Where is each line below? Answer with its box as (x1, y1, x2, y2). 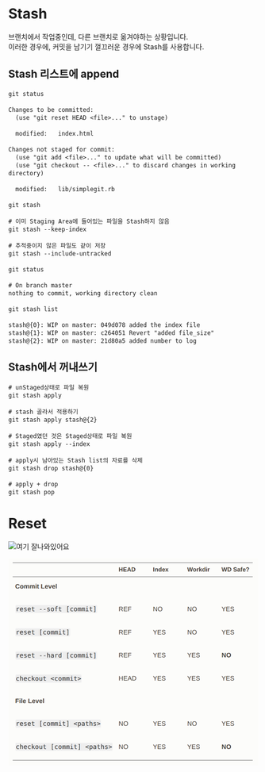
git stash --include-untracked (8, 249, 112, 258)
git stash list (8, 305, 59, 313)
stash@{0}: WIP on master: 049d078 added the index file (8, 321, 201, 329)
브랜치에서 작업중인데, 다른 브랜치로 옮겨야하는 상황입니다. (8, 32, 189, 41)
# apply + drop (8, 480, 59, 488)
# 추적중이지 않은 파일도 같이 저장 (8, 241, 106, 250)
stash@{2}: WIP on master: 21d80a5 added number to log (8, 336, 197, 345)
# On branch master (8, 281, 73, 290)
